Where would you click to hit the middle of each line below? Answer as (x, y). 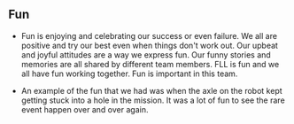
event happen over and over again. (85, 109)
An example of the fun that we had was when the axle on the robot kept (151, 90)
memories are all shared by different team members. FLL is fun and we (150, 64)
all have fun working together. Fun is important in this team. (129, 74)
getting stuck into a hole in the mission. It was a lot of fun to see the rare (153, 100)
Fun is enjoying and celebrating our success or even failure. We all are (149, 35)
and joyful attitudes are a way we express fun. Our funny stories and (146, 54)
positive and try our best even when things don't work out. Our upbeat (149, 45)
